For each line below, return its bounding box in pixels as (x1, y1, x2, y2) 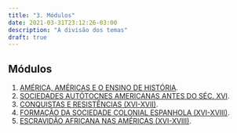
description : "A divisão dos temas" (8, 26, 128, 34)
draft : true (8, 33, 47, 41)
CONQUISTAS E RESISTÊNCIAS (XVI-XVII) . (19, 99, 159, 110)
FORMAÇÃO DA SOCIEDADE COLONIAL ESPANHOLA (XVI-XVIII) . (19, 108, 230, 117)
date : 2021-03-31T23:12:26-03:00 (8, 19, 118, 27)
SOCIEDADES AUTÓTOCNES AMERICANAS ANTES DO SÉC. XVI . (19, 92, 230, 101)
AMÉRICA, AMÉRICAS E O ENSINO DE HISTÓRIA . (19, 83, 179, 92)
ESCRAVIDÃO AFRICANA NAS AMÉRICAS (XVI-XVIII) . (19, 117, 192, 126)
